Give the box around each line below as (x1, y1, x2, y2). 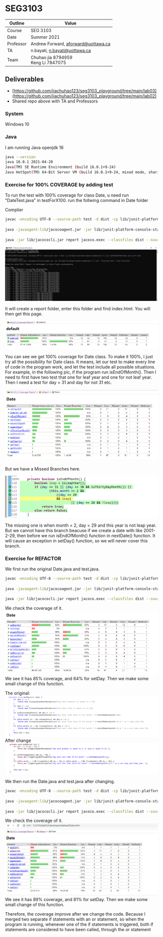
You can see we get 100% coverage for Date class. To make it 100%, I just (5, 353, 153, 359)
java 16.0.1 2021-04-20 (5, 160, 53, 165)
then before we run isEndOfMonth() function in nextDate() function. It (16, 533, 156, 538)
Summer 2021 (31, 34, 60, 40)
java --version (5, 154, 36, 159)
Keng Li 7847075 (31, 59, 66, 66)
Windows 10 (5, 121, 30, 127)
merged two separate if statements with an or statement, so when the (5, 916, 145, 922)
